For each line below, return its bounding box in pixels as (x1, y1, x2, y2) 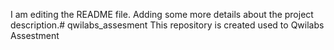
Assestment (10, 30, 60, 41)
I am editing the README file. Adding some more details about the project (10, 9, 314, 20)
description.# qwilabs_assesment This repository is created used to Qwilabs (10, 19, 325, 31)
